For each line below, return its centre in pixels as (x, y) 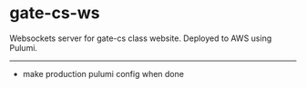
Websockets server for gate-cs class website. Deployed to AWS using (141, 38)
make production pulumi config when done (103, 73)
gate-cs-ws (55, 13)
